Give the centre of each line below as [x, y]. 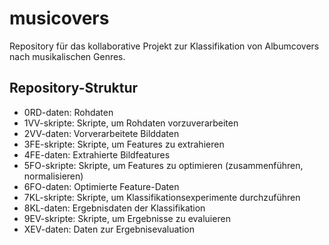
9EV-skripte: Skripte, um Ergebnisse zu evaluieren [127, 218]
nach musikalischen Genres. [67, 56]
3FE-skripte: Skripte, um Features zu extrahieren [124, 144]
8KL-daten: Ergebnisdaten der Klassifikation [114, 208]
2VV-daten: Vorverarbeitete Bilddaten [101, 133]
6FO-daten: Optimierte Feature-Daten [101, 186]
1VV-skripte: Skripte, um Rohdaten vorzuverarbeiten [131, 123]
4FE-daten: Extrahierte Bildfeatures [97, 154]
